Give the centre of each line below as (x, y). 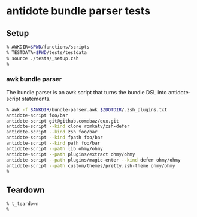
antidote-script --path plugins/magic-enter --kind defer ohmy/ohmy (93, 160)
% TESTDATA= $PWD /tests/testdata (46, 52)
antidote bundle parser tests (78, 11)
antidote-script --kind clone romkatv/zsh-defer (68, 127)
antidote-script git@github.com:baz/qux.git (63, 121)
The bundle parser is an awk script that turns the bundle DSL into (87, 92)
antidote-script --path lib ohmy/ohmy (54, 148)
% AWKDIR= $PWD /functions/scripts (48, 47)
